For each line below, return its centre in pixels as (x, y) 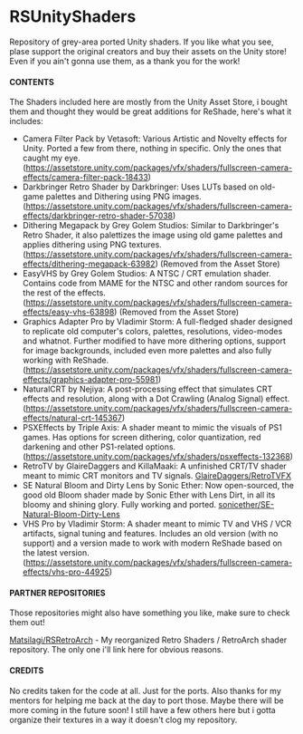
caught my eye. (51, 158)
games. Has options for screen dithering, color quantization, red (142, 438)
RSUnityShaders (73, 17)
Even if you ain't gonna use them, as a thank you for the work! (125, 61)
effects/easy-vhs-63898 (68, 312)
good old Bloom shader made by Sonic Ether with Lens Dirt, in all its (149, 495)
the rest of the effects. (64, 293)
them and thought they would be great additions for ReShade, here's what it (151, 111)
